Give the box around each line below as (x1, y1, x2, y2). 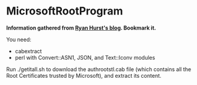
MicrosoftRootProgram (6, 4, 123, 18)
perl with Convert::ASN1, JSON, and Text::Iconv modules (14, 54, 156, 61)
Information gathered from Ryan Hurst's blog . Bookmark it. (6, 24, 156, 31)
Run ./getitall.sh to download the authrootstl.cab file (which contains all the (6, 65, 192, 73)
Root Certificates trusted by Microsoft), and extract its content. (6, 72, 162, 79)
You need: (6, 36, 32, 43)
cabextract (14, 47, 42, 55)
